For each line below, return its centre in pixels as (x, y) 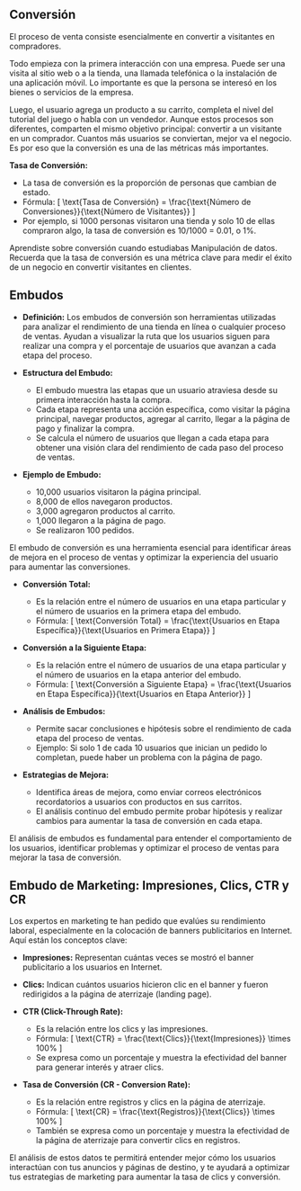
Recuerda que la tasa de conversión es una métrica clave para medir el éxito (150, 257)
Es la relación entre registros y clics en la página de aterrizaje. (150, 1102)
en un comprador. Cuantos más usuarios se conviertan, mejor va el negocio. (150, 138)
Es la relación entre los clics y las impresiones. (122, 1029)
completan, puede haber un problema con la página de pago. (149, 757)
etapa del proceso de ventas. (90, 738)
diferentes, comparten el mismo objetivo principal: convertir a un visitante (146, 129)
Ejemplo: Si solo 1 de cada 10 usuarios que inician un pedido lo (151, 748)
